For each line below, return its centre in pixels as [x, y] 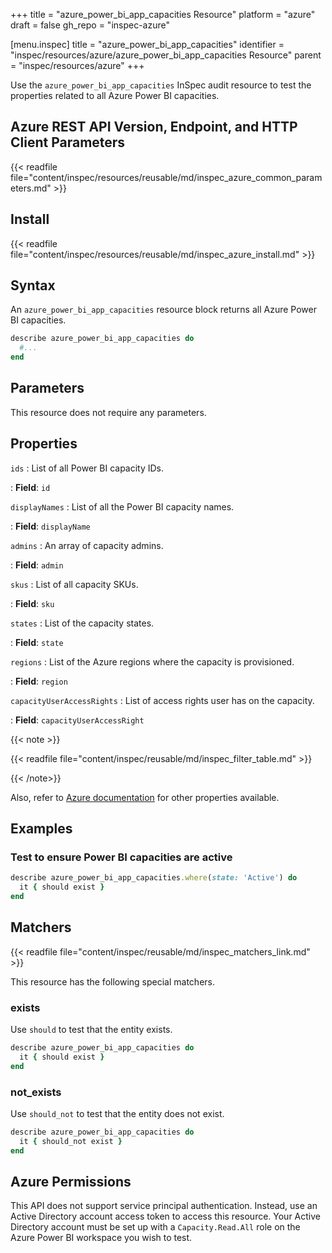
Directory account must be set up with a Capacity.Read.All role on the [155, 1227]
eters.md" [31, 188]
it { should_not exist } [71, 1141]
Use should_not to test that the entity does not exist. [117, 1114]
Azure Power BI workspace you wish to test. [101, 1238]
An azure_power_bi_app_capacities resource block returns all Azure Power [163, 310]
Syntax [33, 285]
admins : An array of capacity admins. [87, 545]
